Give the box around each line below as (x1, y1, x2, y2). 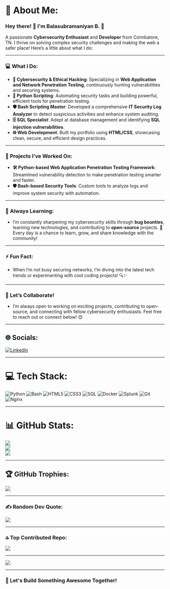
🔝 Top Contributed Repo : (5, 534, 67, 541)
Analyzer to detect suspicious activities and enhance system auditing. (12, 111, 159, 117)
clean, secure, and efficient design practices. (12, 135, 107, 141)
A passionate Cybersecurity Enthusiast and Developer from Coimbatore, (5, 34, 159, 40)
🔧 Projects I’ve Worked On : (5, 152, 72, 160)
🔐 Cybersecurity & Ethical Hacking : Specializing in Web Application (12, 76, 156, 82)
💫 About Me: (5, 5, 59, 16)
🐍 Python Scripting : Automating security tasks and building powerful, (12, 92, 158, 99)
